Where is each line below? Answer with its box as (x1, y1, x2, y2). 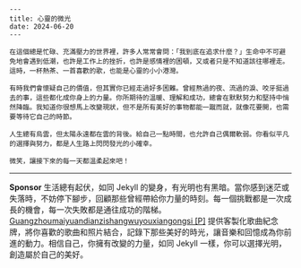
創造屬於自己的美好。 (9, 249, 88, 260)
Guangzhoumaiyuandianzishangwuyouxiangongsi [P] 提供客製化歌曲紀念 (9, 216, 279, 226)
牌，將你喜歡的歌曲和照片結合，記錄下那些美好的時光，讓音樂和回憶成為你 (9, 227, 284, 238)
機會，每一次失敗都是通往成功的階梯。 (24, 204, 167, 215)
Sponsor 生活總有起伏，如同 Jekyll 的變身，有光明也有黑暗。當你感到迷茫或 (9, 182, 289, 193)
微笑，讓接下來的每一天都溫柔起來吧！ (9, 157, 130, 166)
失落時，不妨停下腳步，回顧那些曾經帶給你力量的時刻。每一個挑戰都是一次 (9, 194, 284, 203)
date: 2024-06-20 (9, 22, 74, 31)
